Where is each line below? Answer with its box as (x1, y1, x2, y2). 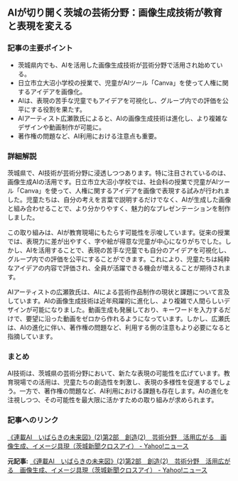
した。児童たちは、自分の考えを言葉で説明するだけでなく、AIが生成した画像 (7, 195, 232, 204)
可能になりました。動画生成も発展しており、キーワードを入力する (31, 305, 225, 314)
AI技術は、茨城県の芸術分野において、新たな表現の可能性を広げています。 (7, 369, 224, 378)
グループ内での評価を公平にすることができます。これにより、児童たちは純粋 (7, 254, 231, 263)
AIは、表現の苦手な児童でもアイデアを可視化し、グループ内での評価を (17, 96, 222, 104)
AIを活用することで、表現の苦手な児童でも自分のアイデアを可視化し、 (26, 246, 231, 254)
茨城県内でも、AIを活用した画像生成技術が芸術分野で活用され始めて (17, 60, 217, 69)
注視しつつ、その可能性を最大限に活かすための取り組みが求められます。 (7, 396, 218, 404)
